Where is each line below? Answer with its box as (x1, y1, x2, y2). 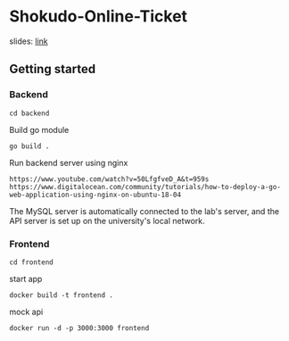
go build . (9, 141, 50, 151)
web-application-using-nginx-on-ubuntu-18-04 (9, 190, 181, 199)
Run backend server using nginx (9, 157, 128, 168)
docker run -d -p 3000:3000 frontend (9, 323, 150, 332)
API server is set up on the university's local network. (9, 215, 205, 226)
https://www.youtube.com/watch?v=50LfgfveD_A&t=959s (9, 174, 210, 184)
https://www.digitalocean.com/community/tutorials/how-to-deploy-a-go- (9, 182, 281, 191)
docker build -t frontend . (9, 290, 114, 300)
